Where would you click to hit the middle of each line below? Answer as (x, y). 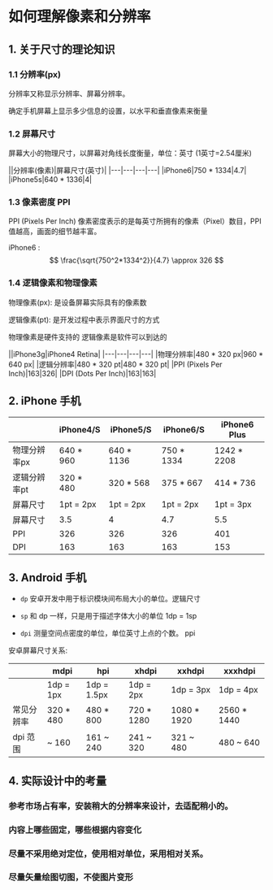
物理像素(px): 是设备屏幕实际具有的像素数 (78, 302)
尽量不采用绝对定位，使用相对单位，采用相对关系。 (108, 853)
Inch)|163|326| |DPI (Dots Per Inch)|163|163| (82, 373)
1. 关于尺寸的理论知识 (62, 49)
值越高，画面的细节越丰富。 (55, 232)
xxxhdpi (239, 671)
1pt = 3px (233, 504)
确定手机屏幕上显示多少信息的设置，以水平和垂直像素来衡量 (108, 111)
